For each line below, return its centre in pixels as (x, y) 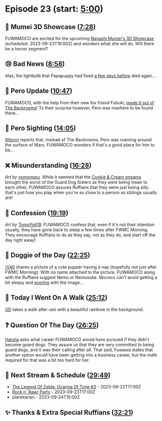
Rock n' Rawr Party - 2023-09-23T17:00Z (54, 392)
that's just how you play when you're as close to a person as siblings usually (81, 193)
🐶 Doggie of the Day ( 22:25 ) (48, 255)
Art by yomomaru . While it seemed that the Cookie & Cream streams (73, 177)
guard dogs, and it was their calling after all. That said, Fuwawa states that (79, 350)
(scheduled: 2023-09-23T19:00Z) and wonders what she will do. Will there (80, 44)
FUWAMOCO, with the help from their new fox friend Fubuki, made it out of (80, 102)
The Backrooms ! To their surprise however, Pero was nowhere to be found (79, 108)
